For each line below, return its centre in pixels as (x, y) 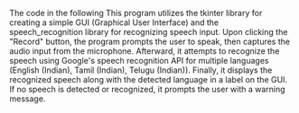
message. (28, 99)
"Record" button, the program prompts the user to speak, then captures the (150, 41)
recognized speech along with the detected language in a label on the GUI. (148, 79)
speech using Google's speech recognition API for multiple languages (139, 61)
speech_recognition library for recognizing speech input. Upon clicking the (149, 32)
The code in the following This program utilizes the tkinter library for (136, 13)
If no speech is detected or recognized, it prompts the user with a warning (148, 89)
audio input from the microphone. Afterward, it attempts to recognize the (145, 51)
